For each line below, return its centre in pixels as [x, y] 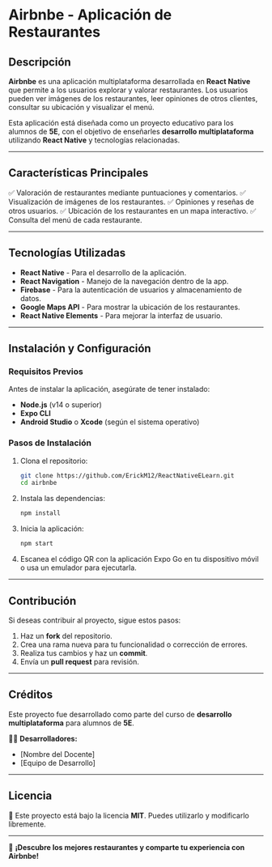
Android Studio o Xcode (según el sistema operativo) [110, 422]
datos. [31, 298]
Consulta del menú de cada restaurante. [76, 219]
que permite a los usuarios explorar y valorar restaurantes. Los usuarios [128, 90]
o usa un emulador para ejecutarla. [79, 567]
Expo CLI [35, 414]
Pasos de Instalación [50, 443]
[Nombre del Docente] [57, 754]
